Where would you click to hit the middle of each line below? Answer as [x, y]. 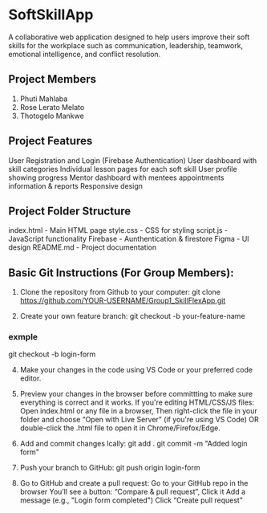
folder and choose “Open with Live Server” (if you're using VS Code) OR [139, 420]
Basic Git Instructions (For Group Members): [121, 273]
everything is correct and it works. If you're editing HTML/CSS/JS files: [137, 402]
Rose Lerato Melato [52, 107]
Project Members [53, 79]
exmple [23, 337]
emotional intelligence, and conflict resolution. [85, 54]
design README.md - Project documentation [83, 247]
